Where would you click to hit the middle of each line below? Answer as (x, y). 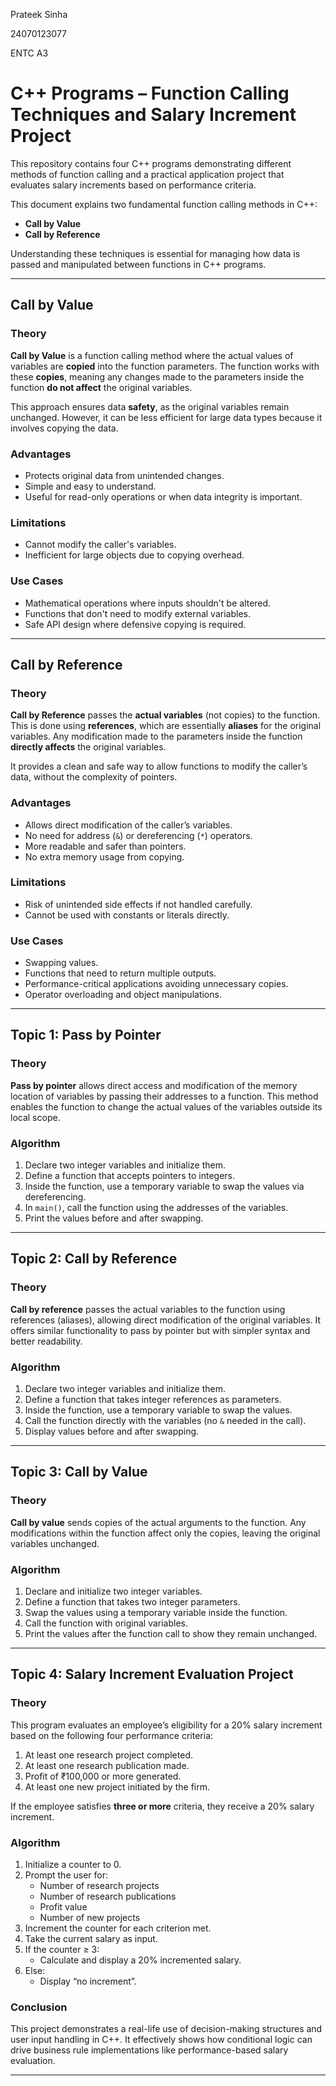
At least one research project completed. (108, 1755)
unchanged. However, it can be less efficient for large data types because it (166, 417)
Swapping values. (61, 963)
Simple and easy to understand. (90, 486)
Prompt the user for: (66, 1875)
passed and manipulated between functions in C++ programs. (138, 264)
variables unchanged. (55, 1543)
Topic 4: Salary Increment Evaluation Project (152, 1674)
